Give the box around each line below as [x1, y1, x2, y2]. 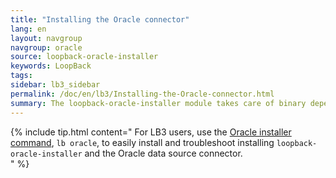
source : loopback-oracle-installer [10, 52, 159, 62]
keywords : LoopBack [10, 61, 92, 71]
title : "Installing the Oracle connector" [10, 14, 190, 25]
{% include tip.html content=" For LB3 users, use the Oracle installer [10, 126, 292, 138]
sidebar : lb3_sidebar [10, 80, 101, 90]
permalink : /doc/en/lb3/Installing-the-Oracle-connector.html [10, 89, 275, 99]
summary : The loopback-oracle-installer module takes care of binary [10, 98, 307, 108]
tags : [10, 71, 33, 81]
